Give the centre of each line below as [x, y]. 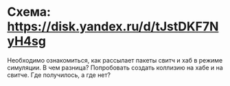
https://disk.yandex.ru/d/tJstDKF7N [113, 26]
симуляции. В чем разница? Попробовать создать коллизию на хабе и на [115, 67]
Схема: [29, 12]
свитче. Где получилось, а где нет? [59, 75]
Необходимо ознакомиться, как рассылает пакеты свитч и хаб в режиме [115, 60]
